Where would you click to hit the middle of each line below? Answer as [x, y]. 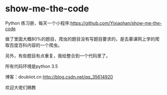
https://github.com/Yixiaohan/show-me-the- [116, 23]
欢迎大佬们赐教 [20, 87]
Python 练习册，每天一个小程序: [38, 23]
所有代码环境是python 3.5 [32, 66]
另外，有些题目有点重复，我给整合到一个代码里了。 [58, 56]
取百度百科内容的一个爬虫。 [34, 45]
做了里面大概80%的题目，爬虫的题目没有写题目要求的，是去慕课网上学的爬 [82, 39]
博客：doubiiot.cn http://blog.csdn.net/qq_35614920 [59, 77]
